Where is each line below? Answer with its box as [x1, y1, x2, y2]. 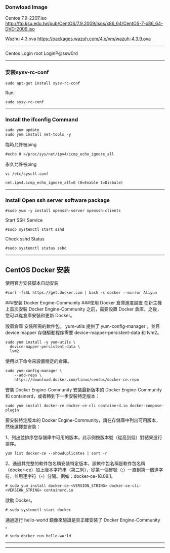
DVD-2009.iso [5, 26, 35, 32]
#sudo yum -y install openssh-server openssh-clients [5, 208, 121, 213]
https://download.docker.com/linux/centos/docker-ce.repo [14, 377, 139, 382]
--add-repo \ [14, 373, 42, 378]
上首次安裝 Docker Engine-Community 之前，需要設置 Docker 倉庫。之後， [5, 306, 162, 312]
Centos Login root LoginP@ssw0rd [5, 50, 78, 56]
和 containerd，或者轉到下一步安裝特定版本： [5, 393, 100, 399]
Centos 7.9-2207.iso [5, 15, 47, 21]
